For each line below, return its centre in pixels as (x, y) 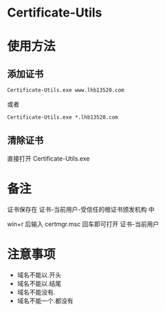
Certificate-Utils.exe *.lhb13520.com (63, 118)
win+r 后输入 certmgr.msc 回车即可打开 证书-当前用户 (83, 224)
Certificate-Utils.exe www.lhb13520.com (66, 90)
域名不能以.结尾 (39, 283)
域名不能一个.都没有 (45, 301)
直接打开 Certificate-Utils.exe (48, 158)
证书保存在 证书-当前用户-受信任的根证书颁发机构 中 (81, 209)
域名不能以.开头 (39, 274)
